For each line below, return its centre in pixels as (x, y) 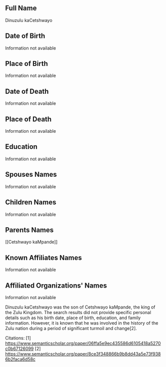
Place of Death (28, 119)
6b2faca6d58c (20, 359)
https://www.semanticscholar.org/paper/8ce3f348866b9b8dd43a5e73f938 (83, 354)
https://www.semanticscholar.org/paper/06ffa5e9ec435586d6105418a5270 (83, 343)
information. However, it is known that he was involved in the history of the (82, 323)
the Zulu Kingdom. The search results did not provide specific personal (78, 312)
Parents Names (29, 230)
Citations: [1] (18, 338)
